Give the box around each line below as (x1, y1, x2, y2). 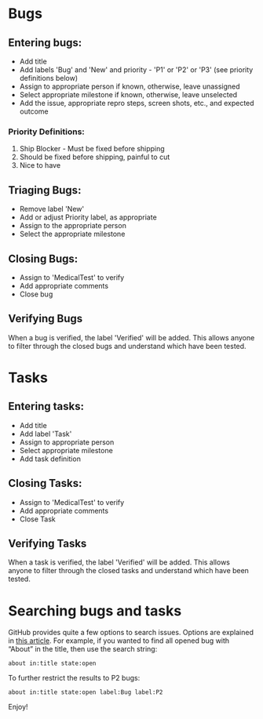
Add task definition (19, 454, 81, 463)
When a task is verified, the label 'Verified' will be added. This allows (8, 557, 230, 567)
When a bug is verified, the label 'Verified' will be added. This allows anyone (8, 332, 255, 342)
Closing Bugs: (8, 252, 79, 265)
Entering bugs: (8, 36, 82, 49)
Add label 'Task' (19, 429, 72, 438)
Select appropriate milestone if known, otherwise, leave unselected (19, 90, 238, 99)
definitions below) (19, 74, 79, 82)
